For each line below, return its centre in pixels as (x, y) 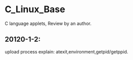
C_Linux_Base (35, 9)
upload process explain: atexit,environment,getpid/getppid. (66, 51)
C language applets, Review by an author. (48, 23)
